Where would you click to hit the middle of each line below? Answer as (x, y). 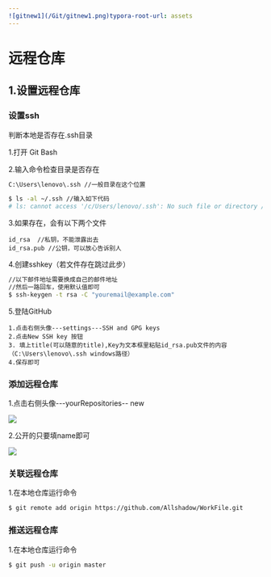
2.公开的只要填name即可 (49, 436)
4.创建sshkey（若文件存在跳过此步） (69, 264)
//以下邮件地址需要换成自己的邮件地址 (63, 280)
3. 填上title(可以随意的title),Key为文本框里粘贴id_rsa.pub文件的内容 (118, 345)
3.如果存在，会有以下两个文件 (58, 223)
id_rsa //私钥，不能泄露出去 (54, 240)
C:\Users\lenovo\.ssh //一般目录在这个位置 (77, 184)
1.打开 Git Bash (33, 152)
